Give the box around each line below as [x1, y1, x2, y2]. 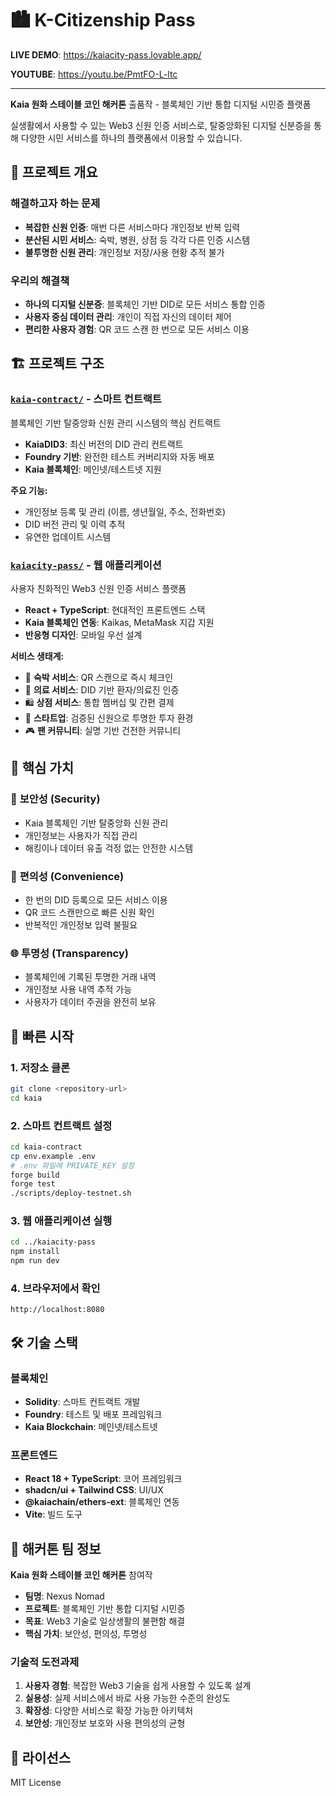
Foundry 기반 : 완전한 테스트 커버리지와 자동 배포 [24, 450, 215, 462]
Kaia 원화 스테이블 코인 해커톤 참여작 [10, 1569, 153, 1581]
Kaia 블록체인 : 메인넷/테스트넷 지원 [24, 463, 162, 475]
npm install [10, 1247, 60, 1257]
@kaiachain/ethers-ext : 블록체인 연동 [24, 1496, 180, 1508]
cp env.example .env [10, 1151, 97, 1161]
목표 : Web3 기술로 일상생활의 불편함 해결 [24, 1615, 186, 1627]
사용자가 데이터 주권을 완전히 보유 [24, 996, 157, 1008]
